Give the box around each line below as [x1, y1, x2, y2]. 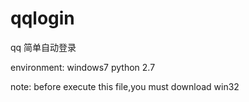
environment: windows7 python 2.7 [10, 61, 156, 73]
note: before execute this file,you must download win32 [10, 80, 240, 92]
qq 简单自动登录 [10, 41, 77, 53]
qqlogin [10, 7, 75, 30]
